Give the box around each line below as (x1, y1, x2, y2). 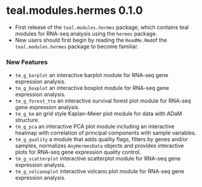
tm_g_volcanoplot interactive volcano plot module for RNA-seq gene (14, 168, 185, 175)
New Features (6, 58, 48, 66)
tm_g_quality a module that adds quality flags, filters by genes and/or (14, 136, 188, 143)
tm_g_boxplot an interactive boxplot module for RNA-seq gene (14, 84, 169, 92)
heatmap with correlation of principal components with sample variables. (14, 129, 197, 136)
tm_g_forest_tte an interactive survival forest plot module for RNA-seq (14, 97, 191, 104)
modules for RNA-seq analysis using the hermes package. (14, 30, 157, 37)
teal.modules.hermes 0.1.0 (6, 4, 143, 17)
